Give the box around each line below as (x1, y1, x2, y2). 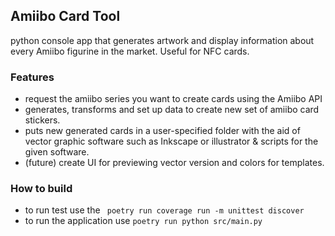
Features (10, 70, 55, 84)
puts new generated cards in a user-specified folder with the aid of (24, 125, 301, 137)
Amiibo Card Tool (10, 8, 121, 25)
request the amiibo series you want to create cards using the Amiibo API (24, 93, 323, 105)
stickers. (24, 114, 61, 126)
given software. (24, 146, 90, 158)
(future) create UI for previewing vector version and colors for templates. (24, 157, 325, 169)
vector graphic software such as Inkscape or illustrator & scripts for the (24, 135, 319, 148)
